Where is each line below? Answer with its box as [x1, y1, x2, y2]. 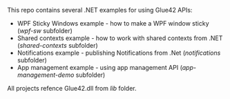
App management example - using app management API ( [17, 64, 183, 71]
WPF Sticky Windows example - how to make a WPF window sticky [17, 19, 209, 27]
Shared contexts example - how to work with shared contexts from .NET [17, 34, 223, 42]
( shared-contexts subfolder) [17, 42, 98, 49]
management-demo [17, 71, 75, 79]
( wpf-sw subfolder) [17, 27, 73, 35]
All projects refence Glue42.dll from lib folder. [7, 84, 137, 92]
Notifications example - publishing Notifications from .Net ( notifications [17, 48, 221, 57]
